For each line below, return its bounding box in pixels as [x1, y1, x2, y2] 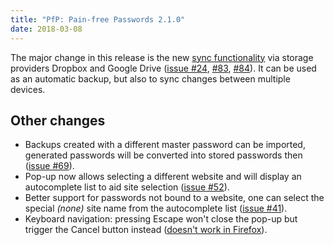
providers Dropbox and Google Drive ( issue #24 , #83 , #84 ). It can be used [10, 62, 317, 74]
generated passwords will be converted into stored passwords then [24, 149, 303, 161]
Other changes [10, 112, 106, 129]
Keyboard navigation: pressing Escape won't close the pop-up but [24, 213, 298, 225]
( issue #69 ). [24, 160, 75, 172]
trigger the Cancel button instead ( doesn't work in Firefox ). [24, 224, 268, 236]
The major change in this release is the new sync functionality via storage [10, 51, 314, 63]
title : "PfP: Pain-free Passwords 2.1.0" [10, 14, 186, 25]
